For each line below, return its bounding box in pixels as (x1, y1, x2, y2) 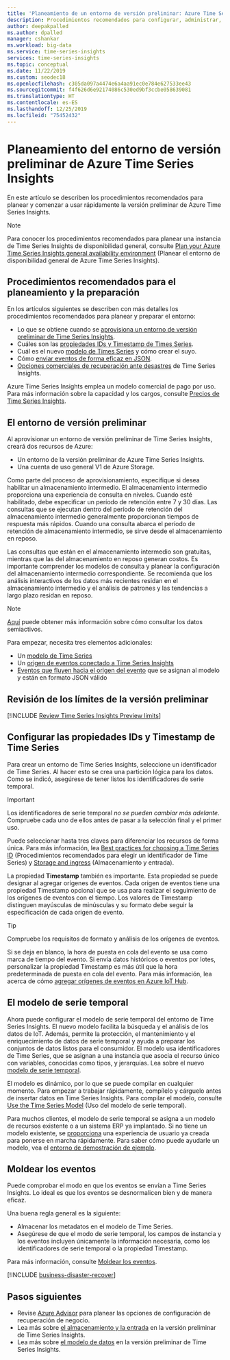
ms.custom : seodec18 (7, 73, 66, 81)
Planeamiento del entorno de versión (7, 141, 221, 157)
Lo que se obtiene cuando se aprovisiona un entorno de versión (16, 325, 197, 334)
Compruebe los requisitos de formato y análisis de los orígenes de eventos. (7, 935, 220, 943)
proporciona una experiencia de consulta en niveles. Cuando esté (7, 491, 193, 499)
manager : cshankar (7, 36, 60, 42)
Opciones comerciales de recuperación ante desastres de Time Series (16, 362, 216, 370)
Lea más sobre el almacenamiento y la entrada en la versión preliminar (16, 1324, 216, 1332)
